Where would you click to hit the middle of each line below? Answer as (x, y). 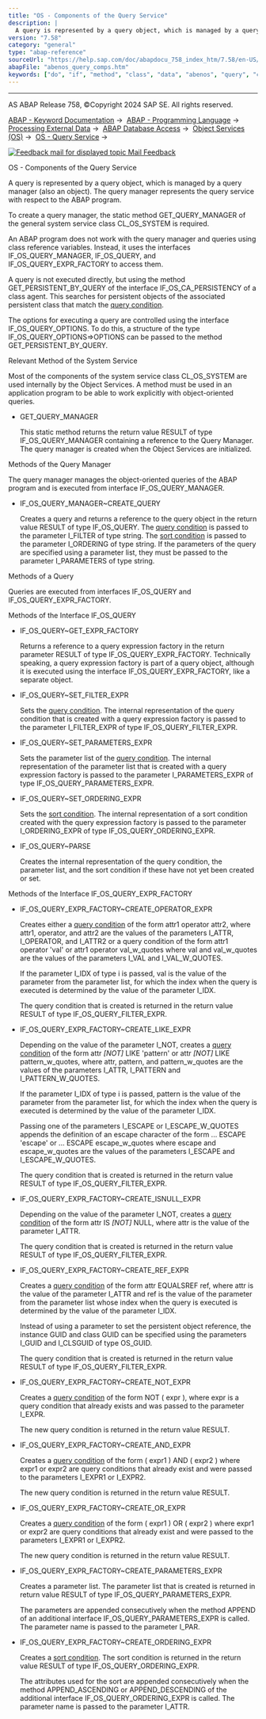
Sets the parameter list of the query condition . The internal (115, 758)
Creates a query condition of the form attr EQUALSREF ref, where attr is (137, 1285)
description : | (33, 23)
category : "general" (42, 45)
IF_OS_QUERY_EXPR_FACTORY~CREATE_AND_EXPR (105, 1445)
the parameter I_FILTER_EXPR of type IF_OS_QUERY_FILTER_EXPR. (129, 727)
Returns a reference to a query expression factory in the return (122, 646)
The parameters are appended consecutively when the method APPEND (137, 1610)
